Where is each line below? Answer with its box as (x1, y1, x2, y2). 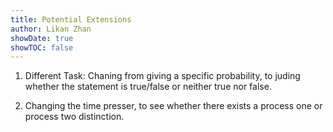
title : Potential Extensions (10, 14, 132, 25)
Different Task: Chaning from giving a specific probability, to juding (24, 70, 301, 82)
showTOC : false (10, 42, 74, 53)
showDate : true (10, 33, 74, 43)
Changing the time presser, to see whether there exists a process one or (24, 100, 323, 112)
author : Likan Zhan (10, 24, 92, 34)
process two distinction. (24, 111, 125, 123)
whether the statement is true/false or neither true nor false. (24, 81, 272, 93)
